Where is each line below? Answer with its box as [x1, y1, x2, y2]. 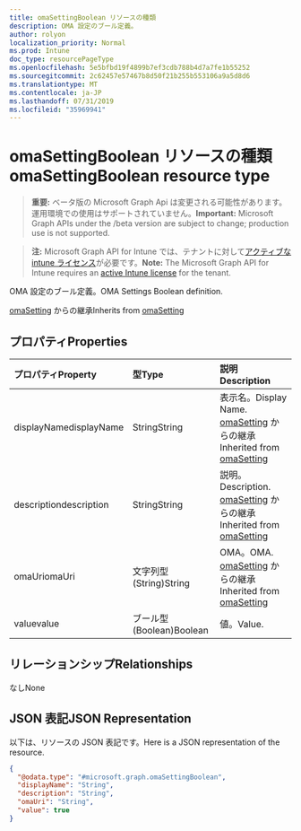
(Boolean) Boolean [133, 625, 209, 636]
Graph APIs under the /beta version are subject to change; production [30, 218, 289, 229]
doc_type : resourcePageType [9, 55, 115, 64]
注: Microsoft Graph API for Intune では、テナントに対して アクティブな [30, 246, 292, 257]
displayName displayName [13, 421, 124, 433]
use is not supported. [30, 228, 110, 239]
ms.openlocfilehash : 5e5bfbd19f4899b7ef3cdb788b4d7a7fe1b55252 [9, 64, 251, 73]
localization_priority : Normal [9, 38, 126, 48]
